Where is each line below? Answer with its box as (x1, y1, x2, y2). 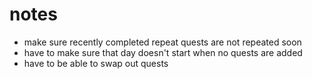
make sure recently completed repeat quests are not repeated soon (23, 36, 302, 48)
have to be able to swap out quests (23, 57, 169, 69)
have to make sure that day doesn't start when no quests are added (23, 46, 303, 58)
